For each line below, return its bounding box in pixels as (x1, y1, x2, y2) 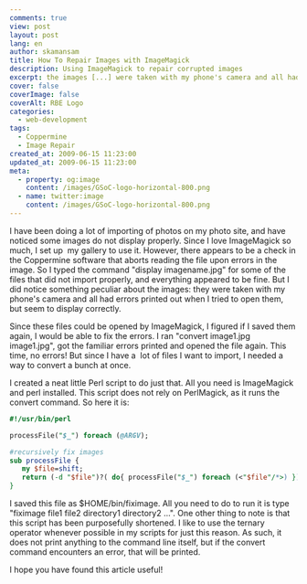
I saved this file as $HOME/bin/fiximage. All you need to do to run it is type (9, 498, 290, 508)
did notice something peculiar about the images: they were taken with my (9, 283, 286, 294)
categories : (9, 107, 55, 116)
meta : (9, 166, 30, 175)
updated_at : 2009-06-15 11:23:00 (9, 157, 137, 167)
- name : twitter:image (17, 192, 104, 201)
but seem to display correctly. (9, 303, 122, 313)
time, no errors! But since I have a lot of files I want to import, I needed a (9, 349, 283, 361)
